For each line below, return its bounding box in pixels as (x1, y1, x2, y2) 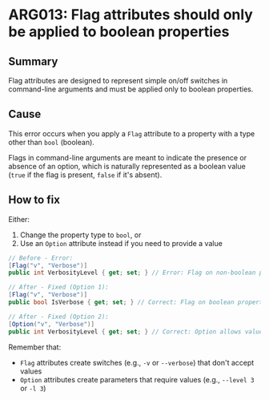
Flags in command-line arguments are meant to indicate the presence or (8, 152, 247, 162)
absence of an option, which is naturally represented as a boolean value (8, 161, 246, 171)
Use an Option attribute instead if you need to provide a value (19, 238, 223, 248)
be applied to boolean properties (8, 22, 230, 41)
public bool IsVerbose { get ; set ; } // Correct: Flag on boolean (8, 298, 235, 306)
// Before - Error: (8, 254, 74, 262)
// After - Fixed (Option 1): (8, 283, 110, 292)
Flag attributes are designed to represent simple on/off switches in (8, 76, 228, 85)
